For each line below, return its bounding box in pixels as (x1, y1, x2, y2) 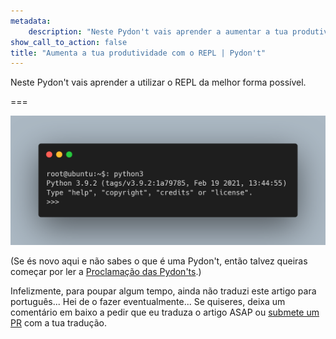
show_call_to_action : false (10, 37, 128, 47)
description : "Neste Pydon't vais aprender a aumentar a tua (28, 26, 288, 37)
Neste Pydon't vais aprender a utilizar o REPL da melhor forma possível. (10, 76, 307, 89)
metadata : (10, 16, 52, 26)
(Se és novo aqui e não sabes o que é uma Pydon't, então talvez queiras (10, 255, 308, 267)
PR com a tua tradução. (10, 317, 107, 329)
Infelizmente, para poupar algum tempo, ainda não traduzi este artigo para (10, 285, 317, 297)
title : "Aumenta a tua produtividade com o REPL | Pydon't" (10, 48, 267, 58)
